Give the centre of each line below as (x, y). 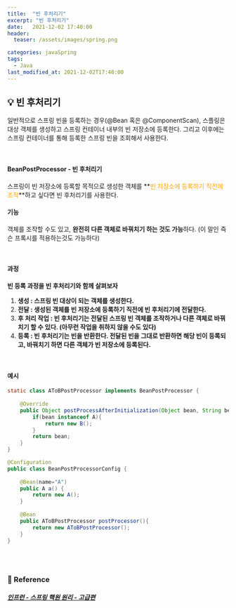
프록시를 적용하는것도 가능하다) (57, 238)
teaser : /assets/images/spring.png (66, 40)
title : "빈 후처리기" (37, 14)
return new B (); (68, 423)
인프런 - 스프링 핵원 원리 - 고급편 (52, 597)
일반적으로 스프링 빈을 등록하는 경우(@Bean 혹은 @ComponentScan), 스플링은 (117, 121)
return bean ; (52, 437)
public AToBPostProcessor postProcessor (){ (85, 521)
